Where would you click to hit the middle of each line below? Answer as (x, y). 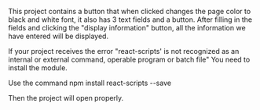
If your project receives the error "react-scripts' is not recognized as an (124, 51)
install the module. (38, 68)
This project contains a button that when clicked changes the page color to (130, 11)
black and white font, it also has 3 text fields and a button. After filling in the (130, 20)
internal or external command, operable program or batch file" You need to (129, 59)
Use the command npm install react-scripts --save (90, 83)
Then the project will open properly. (66, 98)
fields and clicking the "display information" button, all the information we (127, 28)
